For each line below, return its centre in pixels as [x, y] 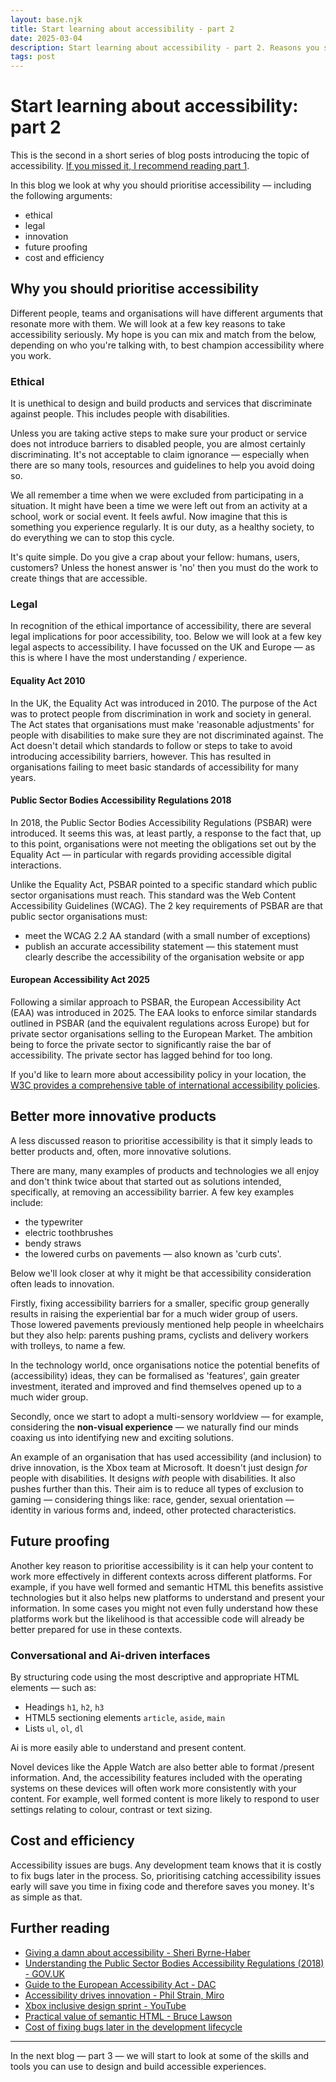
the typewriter [54, 1222]
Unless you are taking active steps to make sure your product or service [159, 433]
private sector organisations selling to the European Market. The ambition [161, 1034]
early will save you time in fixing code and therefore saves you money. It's [162, 1886]
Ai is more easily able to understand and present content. [128, 1747]
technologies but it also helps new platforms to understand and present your [167, 1597]
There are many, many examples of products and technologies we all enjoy [165, 1170]
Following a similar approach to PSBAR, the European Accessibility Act [156, 1002]
